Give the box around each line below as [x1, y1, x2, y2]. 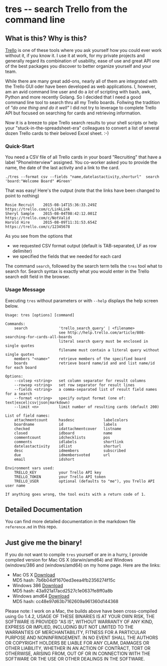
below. [5, 303, 19, 309]
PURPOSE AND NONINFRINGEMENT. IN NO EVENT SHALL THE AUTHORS [5, 635, 159, 641]
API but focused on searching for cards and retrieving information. [5, 110, 142, 116]
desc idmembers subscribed [14, 448, 126, 453]
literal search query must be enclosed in [58, 339, 149, 344]
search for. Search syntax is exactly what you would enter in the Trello [5, 268, 150, 274]
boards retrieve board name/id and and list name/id [14, 361, 155, 366]
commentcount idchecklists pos [14, 435, 111, 440]
